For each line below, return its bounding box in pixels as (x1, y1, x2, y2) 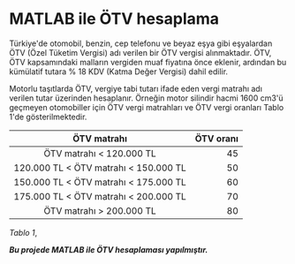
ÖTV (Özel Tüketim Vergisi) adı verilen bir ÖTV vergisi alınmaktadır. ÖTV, (9, 47, 272, 57)
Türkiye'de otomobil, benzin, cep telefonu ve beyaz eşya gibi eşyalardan (9, 38, 273, 49)
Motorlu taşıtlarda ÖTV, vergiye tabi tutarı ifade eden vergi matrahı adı (9, 83, 263, 94)
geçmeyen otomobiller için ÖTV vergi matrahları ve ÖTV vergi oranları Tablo (9, 102, 284, 112)
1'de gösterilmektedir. (9, 111, 87, 122)
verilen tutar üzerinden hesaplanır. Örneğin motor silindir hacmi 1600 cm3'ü (9, 93, 284, 103)
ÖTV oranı (194, 132, 238, 145)
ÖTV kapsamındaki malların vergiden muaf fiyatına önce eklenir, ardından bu (9, 57, 287, 67)
